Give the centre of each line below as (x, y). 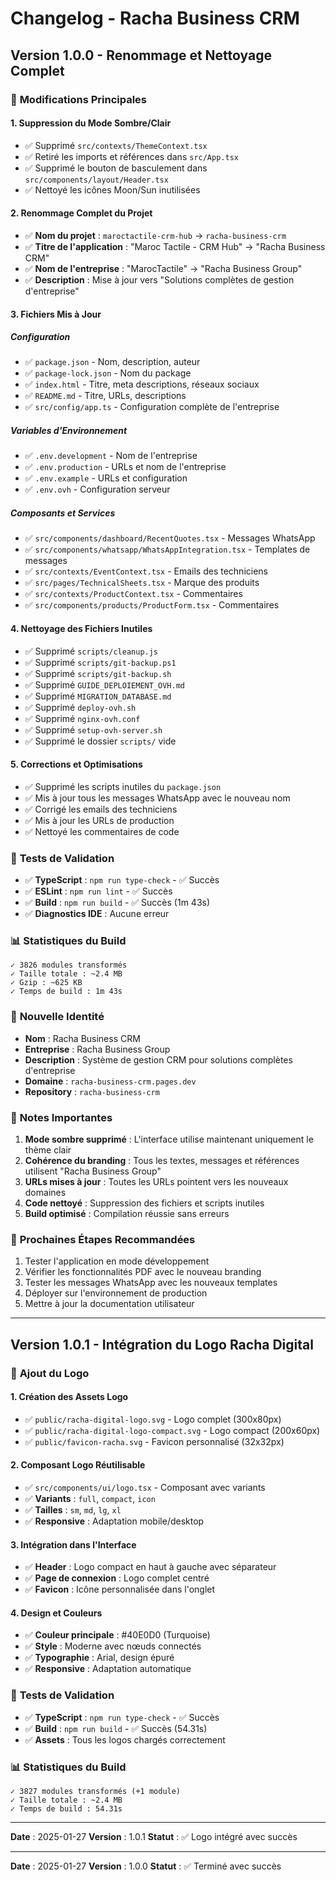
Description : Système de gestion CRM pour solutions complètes (158, 1059)
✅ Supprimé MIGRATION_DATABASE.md (98, 696)
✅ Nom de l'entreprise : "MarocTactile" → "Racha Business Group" (163, 268)
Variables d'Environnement (69, 431)
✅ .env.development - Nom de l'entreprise (111, 456)
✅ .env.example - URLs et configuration (106, 478)
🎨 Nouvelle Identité (57, 1017)
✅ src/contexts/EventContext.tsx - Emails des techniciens (146, 571)
